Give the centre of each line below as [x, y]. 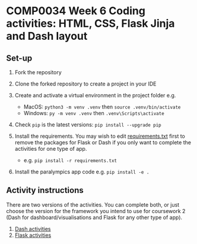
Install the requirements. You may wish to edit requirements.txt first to [100, 136]
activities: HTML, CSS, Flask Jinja [90, 23]
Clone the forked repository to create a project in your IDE [85, 84]
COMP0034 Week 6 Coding [76, 11]
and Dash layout [47, 36]
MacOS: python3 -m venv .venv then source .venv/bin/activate [102, 107]
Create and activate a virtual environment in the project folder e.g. [95, 95]
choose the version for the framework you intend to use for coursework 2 [96, 211]
